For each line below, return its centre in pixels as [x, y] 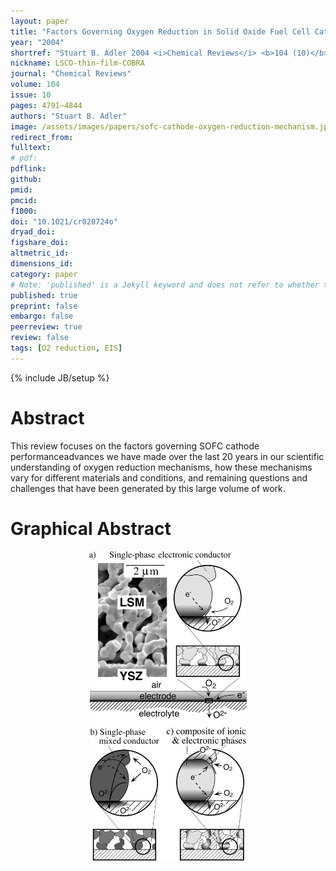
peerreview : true [46, 327]
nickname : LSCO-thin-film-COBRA [77, 63]
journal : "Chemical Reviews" [71, 74]
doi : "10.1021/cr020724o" [64, 221]
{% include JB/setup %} [60, 377]
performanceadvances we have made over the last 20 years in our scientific [167, 456]
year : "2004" [37, 42]
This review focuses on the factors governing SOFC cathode [135, 446]
